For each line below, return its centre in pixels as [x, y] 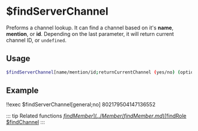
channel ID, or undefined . [36, 40]
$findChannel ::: [26, 122]
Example [22, 91]
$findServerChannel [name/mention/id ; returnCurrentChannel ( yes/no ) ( [93, 72]
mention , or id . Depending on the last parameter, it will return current [90, 33]
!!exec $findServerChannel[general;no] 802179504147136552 [81, 105]
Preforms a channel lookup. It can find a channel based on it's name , [90, 28]
